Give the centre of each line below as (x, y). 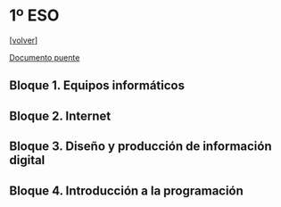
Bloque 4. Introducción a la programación (126, 190)
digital (27, 160)
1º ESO (34, 16)
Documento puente (45, 57)
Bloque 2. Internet (60, 116)
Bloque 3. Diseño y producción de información (140, 147)
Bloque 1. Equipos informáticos (97, 86)
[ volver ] (24, 40)
